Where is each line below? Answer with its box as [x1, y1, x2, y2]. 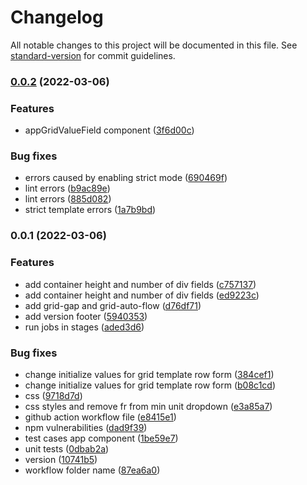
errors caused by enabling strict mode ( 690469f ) [24, 172, 228, 184]
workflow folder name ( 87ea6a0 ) [24, 464, 161, 476]
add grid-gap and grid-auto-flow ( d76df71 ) [24, 299, 202, 311]
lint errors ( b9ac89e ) [24, 182, 111, 195]
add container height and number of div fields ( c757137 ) [24, 278, 257, 290]
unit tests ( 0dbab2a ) [24, 442, 110, 455]
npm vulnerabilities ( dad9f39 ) [24, 421, 148, 433]
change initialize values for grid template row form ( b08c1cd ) [24, 379, 277, 391]
